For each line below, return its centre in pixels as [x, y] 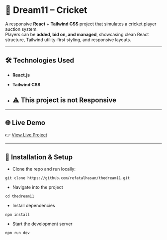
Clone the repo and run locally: [44, 169]
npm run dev [17, 233]
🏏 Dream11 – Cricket [46, 10]
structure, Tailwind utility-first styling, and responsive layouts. [68, 40]
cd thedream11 [20, 196]
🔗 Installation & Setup [39, 157]
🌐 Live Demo [25, 123]
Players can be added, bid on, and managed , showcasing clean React [77, 34]
